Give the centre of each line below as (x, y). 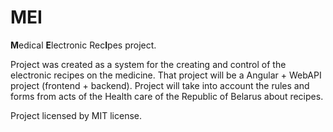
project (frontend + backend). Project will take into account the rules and (160, 85)
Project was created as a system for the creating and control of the (148, 64)
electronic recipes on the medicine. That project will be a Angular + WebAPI (166, 75)
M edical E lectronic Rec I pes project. (83, 45)
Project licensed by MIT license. (76, 115)
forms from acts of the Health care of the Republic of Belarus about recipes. (167, 96)
